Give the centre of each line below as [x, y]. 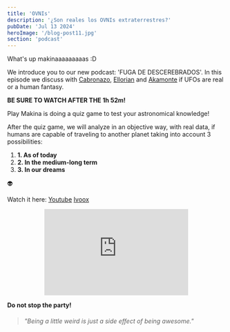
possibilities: [25, 141]
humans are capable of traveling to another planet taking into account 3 [109, 135]
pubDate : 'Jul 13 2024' [41, 26]
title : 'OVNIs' [29, 13]
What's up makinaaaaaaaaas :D [52, 59]
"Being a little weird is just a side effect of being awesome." [109, 321]
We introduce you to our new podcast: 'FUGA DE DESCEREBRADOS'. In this [115, 72]
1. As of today [37, 155]
